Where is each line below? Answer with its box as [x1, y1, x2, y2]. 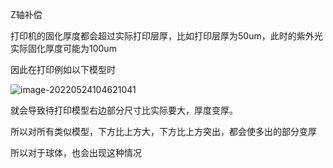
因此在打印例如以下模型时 [10, 64, 116, 75]
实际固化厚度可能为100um [10, 43, 117, 54]
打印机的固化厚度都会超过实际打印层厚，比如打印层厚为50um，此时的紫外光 [10, 30, 323, 42]
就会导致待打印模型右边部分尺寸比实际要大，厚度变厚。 [10, 104, 238, 116]
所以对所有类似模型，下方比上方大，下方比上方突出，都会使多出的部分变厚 [10, 126, 317, 137]
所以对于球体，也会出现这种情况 [10, 147, 142, 158]
